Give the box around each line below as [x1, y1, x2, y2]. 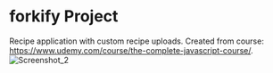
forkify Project [9, 6, 119, 27]
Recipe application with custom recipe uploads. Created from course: [9, 36, 265, 46]
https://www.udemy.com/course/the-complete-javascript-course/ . [9, 45, 254, 55]
